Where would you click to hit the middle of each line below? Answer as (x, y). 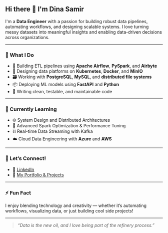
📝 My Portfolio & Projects (38, 175)
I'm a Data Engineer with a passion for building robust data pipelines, (76, 21)
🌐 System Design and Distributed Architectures (61, 120)
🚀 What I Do (19, 55)
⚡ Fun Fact (18, 192)
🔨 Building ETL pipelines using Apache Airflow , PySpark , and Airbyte (85, 66)
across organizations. (27, 37)
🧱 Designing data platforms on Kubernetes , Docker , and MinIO (77, 71)
